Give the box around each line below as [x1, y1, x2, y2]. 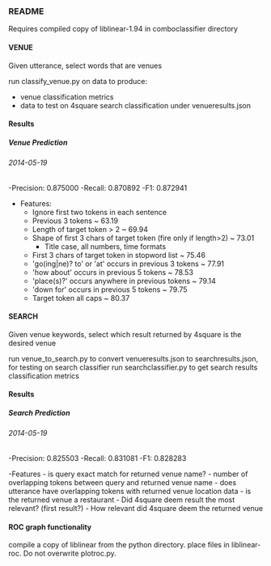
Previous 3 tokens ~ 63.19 [32, 216, 119, 226]
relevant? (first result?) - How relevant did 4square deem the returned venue [8, 504, 264, 513]
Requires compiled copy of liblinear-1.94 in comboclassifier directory [8, 24, 239, 34]
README [8, 6, 44, 17]
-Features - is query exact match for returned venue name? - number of [8, 469, 248, 479]
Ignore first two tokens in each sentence [32, 207, 167, 217]
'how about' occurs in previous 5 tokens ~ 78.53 [32, 267, 194, 277]
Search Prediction [8, 408, 70, 418]
